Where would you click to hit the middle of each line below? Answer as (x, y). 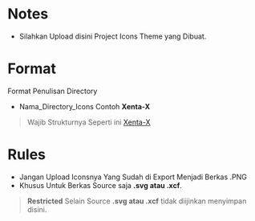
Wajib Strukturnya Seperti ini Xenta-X (89, 122)
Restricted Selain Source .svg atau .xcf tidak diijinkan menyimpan (137, 201)
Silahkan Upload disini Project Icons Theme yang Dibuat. (113, 36)
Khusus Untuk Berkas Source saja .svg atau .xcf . (100, 185)
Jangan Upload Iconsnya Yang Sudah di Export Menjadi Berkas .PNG (133, 177)
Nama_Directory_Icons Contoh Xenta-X (85, 106)
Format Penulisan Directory (53, 91)
